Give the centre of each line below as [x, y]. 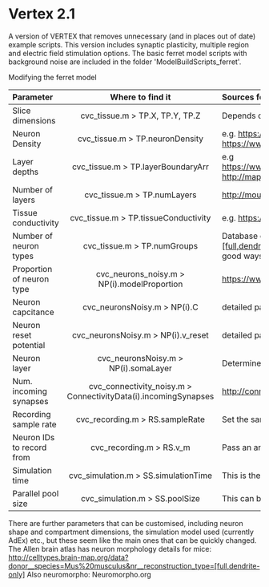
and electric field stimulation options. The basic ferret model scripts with [128, 53]
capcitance [33, 312]
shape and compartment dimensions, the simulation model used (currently [131, 532]
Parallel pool [36, 493]
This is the [241, 476]
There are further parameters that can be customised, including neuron [126, 523]
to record [30, 447]
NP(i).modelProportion [141, 284]
